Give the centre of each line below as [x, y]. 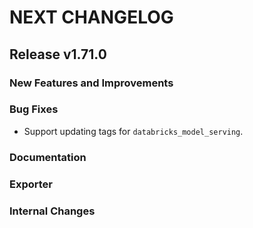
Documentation [48, 157]
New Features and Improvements [91, 83]
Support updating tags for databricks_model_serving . [133, 131]
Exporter [31, 184]
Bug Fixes [34, 109]
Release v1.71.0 [58, 54]
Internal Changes [52, 211]
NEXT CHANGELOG [91, 17]
